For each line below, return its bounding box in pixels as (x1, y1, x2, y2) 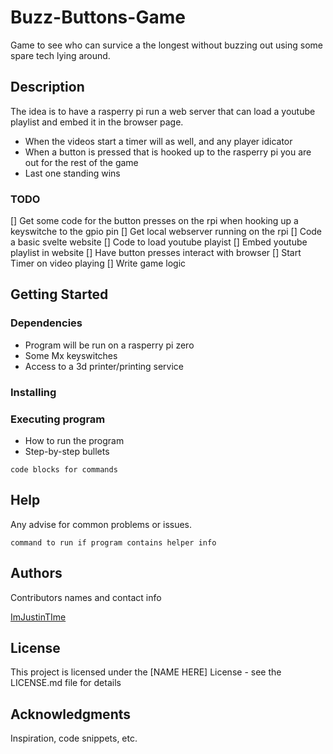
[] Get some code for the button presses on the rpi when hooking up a (10, 215, 299, 227)
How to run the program (24, 434, 125, 446)
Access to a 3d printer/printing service (24, 360, 185, 372)
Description (10, 79, 85, 96)
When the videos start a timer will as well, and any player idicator (24, 135, 293, 147)
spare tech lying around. (10, 49, 111, 61)
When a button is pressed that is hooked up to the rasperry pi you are (24, 146, 312, 158)
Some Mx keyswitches (24, 349, 118, 361)
